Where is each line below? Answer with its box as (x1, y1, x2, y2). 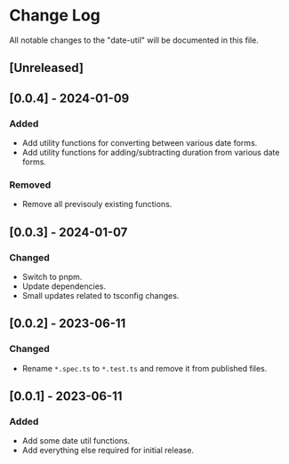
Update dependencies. (21, 281, 107, 292)
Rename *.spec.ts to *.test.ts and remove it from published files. (21, 363, 268, 373)
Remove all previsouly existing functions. (21, 199, 173, 210)
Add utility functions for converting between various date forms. (21, 138, 258, 148)
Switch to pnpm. (21, 272, 83, 282)
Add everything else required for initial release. (21, 445, 194, 456)
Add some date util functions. (21, 436, 131, 446)
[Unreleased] (9, 60, 84, 76)
